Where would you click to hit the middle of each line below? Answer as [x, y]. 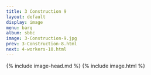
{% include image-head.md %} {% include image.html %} [75, 66]
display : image [25, 22]
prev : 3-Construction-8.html [42, 44]
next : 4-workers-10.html [36, 49]
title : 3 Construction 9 [36, 11]
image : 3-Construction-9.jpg [42, 38]
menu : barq [19, 28]
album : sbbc [20, 33]
